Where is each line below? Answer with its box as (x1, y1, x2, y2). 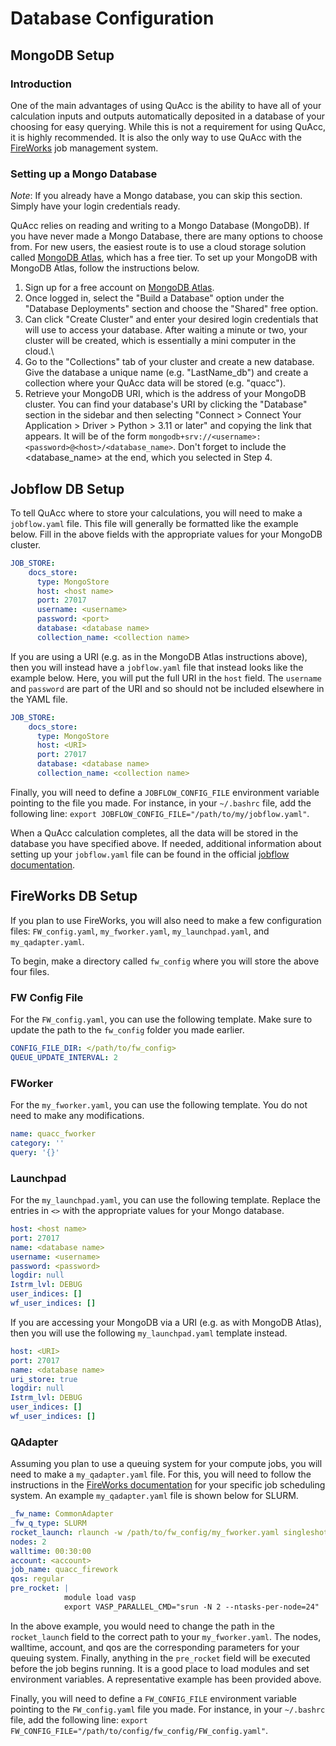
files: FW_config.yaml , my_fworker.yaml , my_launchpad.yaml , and (10, 925, 270, 937)
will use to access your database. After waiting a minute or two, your (24, 324, 308, 336)
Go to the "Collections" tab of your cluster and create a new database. (24, 356, 315, 368)
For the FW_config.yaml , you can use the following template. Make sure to (10, 1013, 313, 1026)
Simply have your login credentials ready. (10, 200, 181, 212)
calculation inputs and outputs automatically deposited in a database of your (10, 110, 326, 122)
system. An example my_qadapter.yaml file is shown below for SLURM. (10, 1490, 299, 1502)
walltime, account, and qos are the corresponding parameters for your (10, 1641, 300, 1653)
